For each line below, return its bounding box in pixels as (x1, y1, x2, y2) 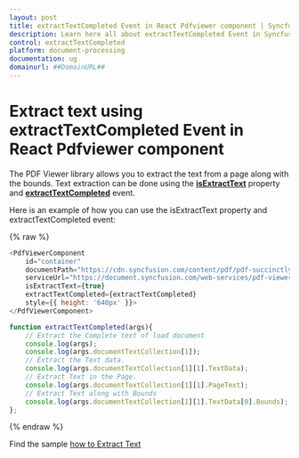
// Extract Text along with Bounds (25, 388, 158, 397)
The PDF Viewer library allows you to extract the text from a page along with (9, 168, 289, 179)
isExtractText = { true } (25, 282, 105, 290)
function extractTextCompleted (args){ (9, 323, 153, 331)
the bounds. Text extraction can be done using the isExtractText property (9, 177, 280, 188)
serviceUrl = (25, 274, 69, 282)
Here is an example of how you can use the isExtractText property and (9, 204, 268, 215)
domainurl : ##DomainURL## (9, 63, 105, 72)
